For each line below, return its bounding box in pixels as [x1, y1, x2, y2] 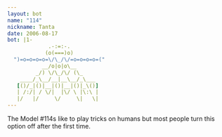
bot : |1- [7, 37, 33, 44]
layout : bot [7, 10, 42, 18]
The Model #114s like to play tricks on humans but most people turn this [7, 115, 216, 123]
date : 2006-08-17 [7, 30, 58, 37]
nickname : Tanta [7, 23, 55, 30]
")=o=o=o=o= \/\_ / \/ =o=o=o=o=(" [13, 56, 105, 63]
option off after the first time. [7, 122, 91, 130]
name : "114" [7, 17, 42, 24]
